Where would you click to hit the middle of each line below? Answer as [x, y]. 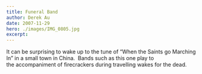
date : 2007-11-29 [28, 23]
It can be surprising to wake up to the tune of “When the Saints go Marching [101, 52]
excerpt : [17, 35]
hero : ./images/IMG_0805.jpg [43, 29]
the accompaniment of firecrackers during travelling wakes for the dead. [96, 65]
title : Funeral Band [32, 12]
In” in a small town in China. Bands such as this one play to [80, 58]
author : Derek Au [28, 18]
